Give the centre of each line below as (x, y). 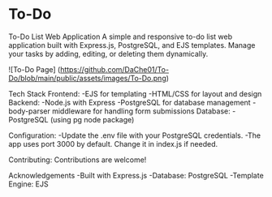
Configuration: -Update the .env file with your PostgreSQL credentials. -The (135, 135)
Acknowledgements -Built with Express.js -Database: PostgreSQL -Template (136, 175)
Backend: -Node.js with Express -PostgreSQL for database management (130, 102)
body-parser (30, 111)
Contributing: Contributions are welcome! (78, 160)
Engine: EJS (28, 184)
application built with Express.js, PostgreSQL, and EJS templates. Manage (132, 45)
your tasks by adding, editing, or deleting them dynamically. (108, 54)
